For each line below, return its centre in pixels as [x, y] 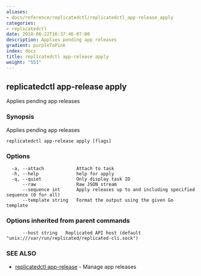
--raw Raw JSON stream [70, 184]
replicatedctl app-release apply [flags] [59, 141]
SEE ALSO [21, 254]
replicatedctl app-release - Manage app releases [76, 266]
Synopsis [20, 117]
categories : [21, 23]
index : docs [21, 51]
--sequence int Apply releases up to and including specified [109, 190]
